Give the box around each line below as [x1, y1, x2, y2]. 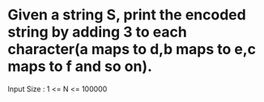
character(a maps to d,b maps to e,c [7, 40, 257, 58]
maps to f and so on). [7, 57, 153, 76]
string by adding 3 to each [7, 23, 187, 41]
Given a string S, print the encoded [7, 6, 246, 24]
